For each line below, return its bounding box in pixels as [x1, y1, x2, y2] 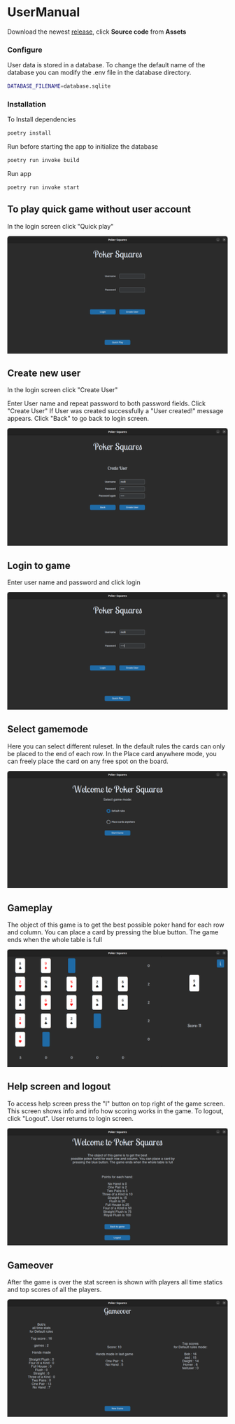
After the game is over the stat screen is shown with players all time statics [7, 1278, 223, 1287]
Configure [7, 45, 43, 55]
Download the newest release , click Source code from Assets [7, 27, 187, 36]
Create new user [7, 367, 81, 379]
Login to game [7, 559, 71, 572]
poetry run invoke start [7, 184, 80, 192]
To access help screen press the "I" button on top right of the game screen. [7, 1099, 225, 1108]
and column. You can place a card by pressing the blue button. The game [7, 928, 219, 936]
